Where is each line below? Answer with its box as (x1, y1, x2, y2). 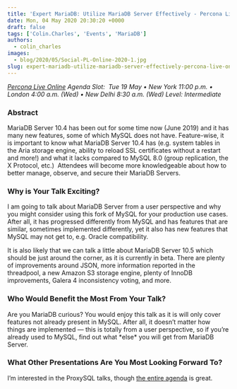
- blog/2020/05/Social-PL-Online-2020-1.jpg (13, 57, 147, 64)
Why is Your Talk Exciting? (7, 186, 100, 196)
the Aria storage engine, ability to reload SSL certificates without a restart (7, 146, 221, 154)
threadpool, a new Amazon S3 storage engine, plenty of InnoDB (7, 269, 193, 277)
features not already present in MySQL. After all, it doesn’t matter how (7, 318, 211, 326)
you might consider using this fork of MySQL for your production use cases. (7, 210, 228, 219)
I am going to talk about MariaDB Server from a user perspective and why (7, 202, 221, 211)
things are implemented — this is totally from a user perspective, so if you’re (7, 325, 229, 333)
